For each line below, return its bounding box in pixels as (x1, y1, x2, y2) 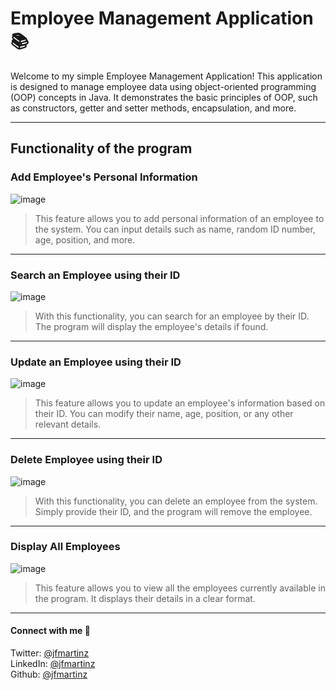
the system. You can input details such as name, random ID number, (34, 223, 316, 235)
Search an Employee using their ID (10, 268, 181, 282)
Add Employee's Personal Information (10, 170, 198, 184)
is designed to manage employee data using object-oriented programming (10, 80, 317, 92)
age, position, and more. (34, 233, 136, 246)
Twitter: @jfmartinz (10, 647, 90, 659)
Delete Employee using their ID (10, 453, 163, 467)
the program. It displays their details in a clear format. (34, 592, 256, 604)
